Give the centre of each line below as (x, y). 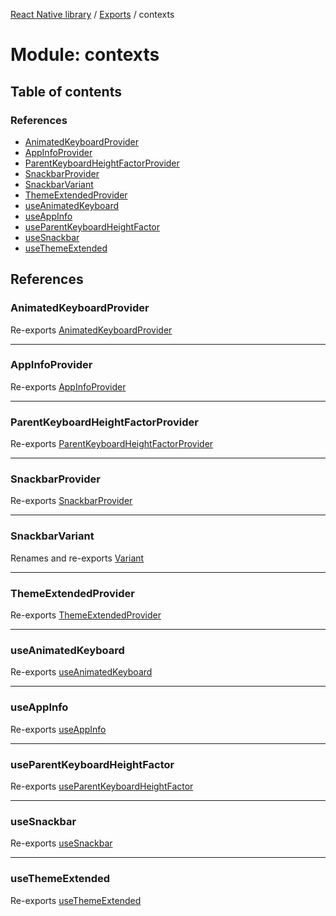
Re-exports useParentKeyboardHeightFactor (102, 786)
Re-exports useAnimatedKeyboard (81, 672)
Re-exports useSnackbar (61, 843)
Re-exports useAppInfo (58, 729)
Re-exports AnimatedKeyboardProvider (91, 330)
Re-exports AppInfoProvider (68, 386)
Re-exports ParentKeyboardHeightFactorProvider (112, 444)
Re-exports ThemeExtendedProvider (86, 615)
